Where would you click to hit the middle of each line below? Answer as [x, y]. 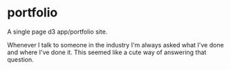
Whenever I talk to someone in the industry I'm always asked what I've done [115, 45]
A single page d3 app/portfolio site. [57, 32]
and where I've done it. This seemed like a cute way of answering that [107, 52]
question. [21, 59]
